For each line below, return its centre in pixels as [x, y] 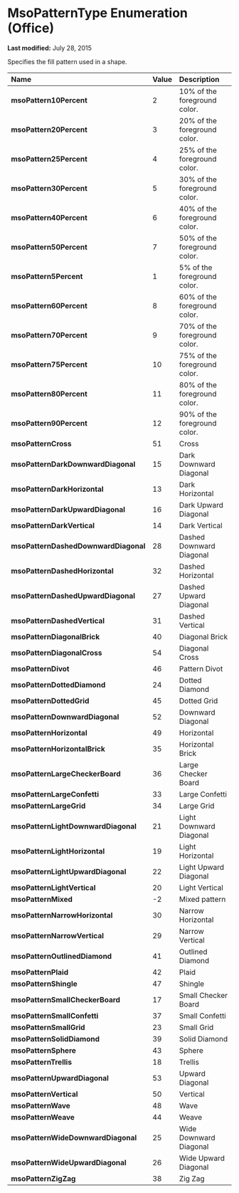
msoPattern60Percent [49, 305]
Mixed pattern [202, 899]
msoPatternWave [41, 1105]
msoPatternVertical [44, 1094]
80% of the [198, 384]
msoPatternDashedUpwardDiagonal [73, 596]
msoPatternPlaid [40, 972]
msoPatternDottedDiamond [58, 685]
